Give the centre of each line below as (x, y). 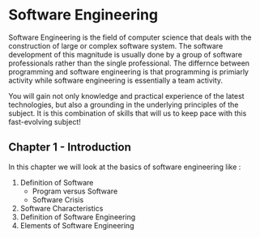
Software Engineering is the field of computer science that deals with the (130, 37)
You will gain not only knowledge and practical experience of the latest (126, 96)
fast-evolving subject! (45, 121)
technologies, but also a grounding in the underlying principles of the (124, 104)
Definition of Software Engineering (78, 217)
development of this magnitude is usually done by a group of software (126, 54)
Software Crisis (58, 199)
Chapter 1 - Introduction (70, 147)
